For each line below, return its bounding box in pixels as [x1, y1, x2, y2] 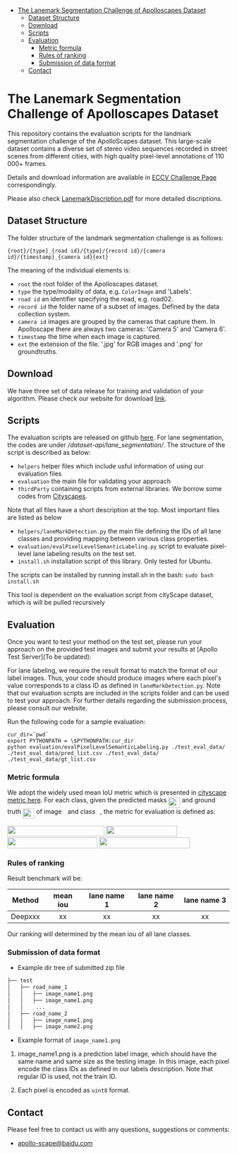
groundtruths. [17, 347, 58, 356]
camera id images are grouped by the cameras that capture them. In [17, 317, 216, 325]
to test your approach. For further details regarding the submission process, [7, 696, 228, 705]
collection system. [17, 309, 71, 318]
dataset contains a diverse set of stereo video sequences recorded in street [7, 144, 228, 153]
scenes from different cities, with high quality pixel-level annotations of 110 [7, 151, 224, 160]
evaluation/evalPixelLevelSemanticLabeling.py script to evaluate [17, 542, 209, 550]
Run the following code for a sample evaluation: [7, 717, 146, 726]
